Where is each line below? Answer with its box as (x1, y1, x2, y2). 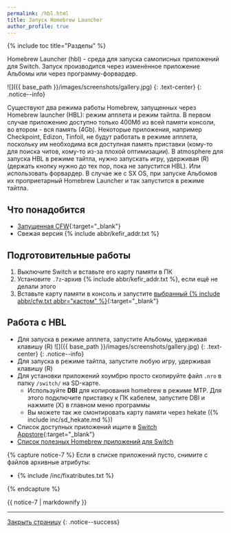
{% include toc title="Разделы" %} (7, 42, 107, 50)
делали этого (16, 283, 56, 290)
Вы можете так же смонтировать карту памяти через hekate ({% (27, 408, 219, 416)
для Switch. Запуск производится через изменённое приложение (7, 63, 201, 71)
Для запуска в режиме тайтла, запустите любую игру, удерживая (16, 357, 211, 365)
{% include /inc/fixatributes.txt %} (16, 471, 115, 479)
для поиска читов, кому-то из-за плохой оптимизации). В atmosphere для (7, 147, 223, 155)
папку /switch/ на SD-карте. (16, 379, 101, 387)
